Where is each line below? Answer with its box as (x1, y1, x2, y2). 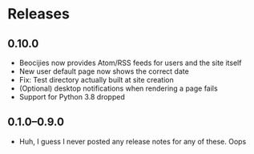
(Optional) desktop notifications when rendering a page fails (18, 83, 218, 93)
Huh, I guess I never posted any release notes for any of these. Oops (18, 136, 247, 146)
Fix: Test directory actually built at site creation (18, 75, 174, 84)
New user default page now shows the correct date (18, 67, 189, 76)
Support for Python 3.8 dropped (18, 92, 125, 101)
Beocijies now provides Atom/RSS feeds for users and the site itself (18, 58, 242, 67)
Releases (7, 5, 70, 23)
